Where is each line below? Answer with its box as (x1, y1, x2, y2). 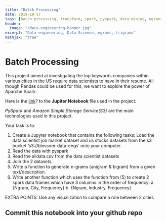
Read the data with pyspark (12, 148, 69, 154)
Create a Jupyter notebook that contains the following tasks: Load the (12, 132, 155, 138)
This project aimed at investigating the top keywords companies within (5, 72, 149, 78)
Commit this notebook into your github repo (5, 209, 143, 217)
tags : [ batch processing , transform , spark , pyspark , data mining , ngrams (5, 16, 163, 21)
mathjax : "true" (5, 35, 39, 40)
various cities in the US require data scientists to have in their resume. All (5, 78, 154, 84)
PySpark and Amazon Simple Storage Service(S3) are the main (5, 108, 134, 113)
